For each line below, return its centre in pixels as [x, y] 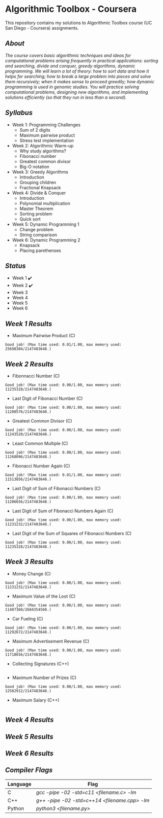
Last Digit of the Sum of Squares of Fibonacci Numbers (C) [72, 533]
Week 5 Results [29, 736]
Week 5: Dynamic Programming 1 [46, 224]
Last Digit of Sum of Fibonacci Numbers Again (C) [63, 511]
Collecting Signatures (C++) [41, 664]
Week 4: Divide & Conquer [39, 193]
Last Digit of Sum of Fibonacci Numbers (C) [56, 488]
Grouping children [38, 182]
